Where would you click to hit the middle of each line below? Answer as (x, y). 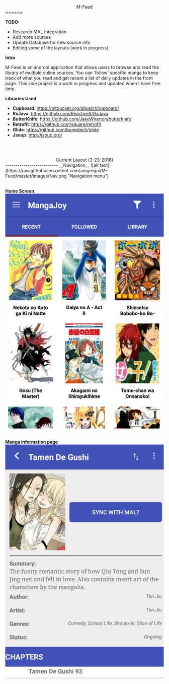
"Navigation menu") (88, 176)
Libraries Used (21, 98)
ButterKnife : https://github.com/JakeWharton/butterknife (72, 119)
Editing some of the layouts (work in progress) (60, 48)
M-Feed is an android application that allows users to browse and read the (82, 67)
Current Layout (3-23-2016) (84, 160)
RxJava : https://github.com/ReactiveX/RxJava (60, 114)
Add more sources (32, 37)
